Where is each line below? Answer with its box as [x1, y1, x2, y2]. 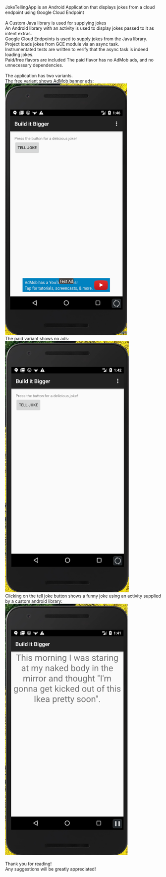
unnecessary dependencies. [5, 62, 63, 68]
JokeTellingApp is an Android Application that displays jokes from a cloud [5, 4, 155, 10]
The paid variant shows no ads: [5, 336, 69, 341]
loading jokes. [5, 52, 34, 58]
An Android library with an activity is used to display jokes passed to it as [5, 25, 155, 31]
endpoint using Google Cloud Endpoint [5, 9, 84, 15]
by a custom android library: [5, 598, 63, 604]
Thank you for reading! [5, 861, 52, 867]
